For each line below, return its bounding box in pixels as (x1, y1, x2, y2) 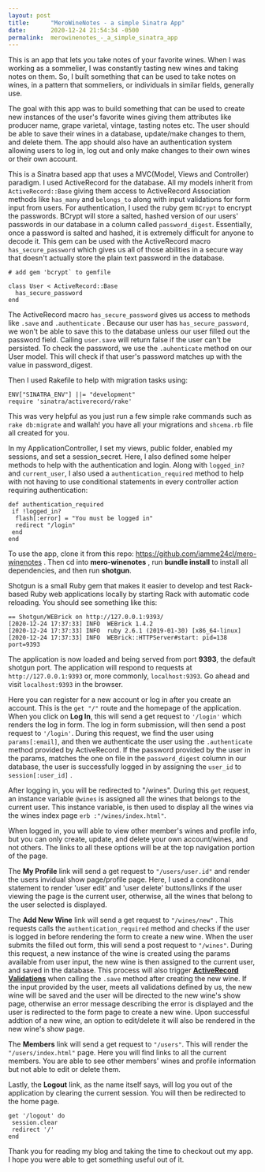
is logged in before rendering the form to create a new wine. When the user (8, 932, 254, 942)
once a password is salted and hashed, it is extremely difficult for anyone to (8, 228, 254, 237)
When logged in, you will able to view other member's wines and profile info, (8, 826, 257, 836)
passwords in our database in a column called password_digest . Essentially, (8, 220, 252, 230)
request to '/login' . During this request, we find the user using (8, 729, 215, 738)
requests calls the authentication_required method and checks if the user (8, 924, 250, 933)
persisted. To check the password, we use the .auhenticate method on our (8, 344, 252, 353)
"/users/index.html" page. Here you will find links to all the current (8, 1048, 227, 1058)
